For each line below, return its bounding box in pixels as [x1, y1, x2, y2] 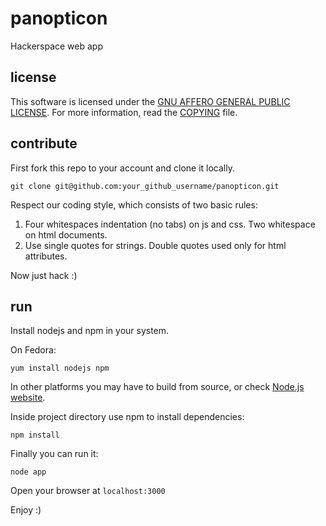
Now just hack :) [10, 269, 78, 281]
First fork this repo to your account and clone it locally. [10, 162, 235, 174]
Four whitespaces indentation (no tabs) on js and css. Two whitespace [24, 218, 316, 230]
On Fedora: [10, 344, 57, 356]
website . [10, 392, 46, 404]
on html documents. [24, 228, 108, 241]
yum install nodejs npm [10, 363, 110, 374]
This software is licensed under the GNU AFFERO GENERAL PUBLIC [10, 95, 291, 107]
